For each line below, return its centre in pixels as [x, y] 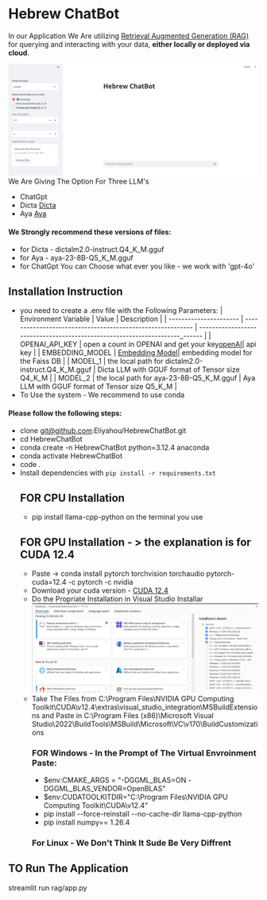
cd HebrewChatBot [51, 439]
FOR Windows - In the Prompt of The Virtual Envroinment [144, 753]
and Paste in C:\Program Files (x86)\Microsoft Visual [128, 715]
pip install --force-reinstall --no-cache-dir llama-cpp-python [143, 813]
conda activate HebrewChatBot [71, 456]
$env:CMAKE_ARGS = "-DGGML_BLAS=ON [115, 780]
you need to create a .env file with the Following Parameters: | [121, 311]
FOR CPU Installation [72, 498]
